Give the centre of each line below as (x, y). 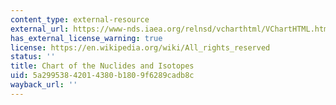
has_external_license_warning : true (86, 38)
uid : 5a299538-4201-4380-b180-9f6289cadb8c (102, 76)
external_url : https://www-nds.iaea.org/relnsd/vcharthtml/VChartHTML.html (171, 29)
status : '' (33, 57)
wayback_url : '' (44, 85)
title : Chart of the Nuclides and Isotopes (102, 66)
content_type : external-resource (80, 19)
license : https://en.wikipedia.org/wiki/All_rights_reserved (140, 47)
